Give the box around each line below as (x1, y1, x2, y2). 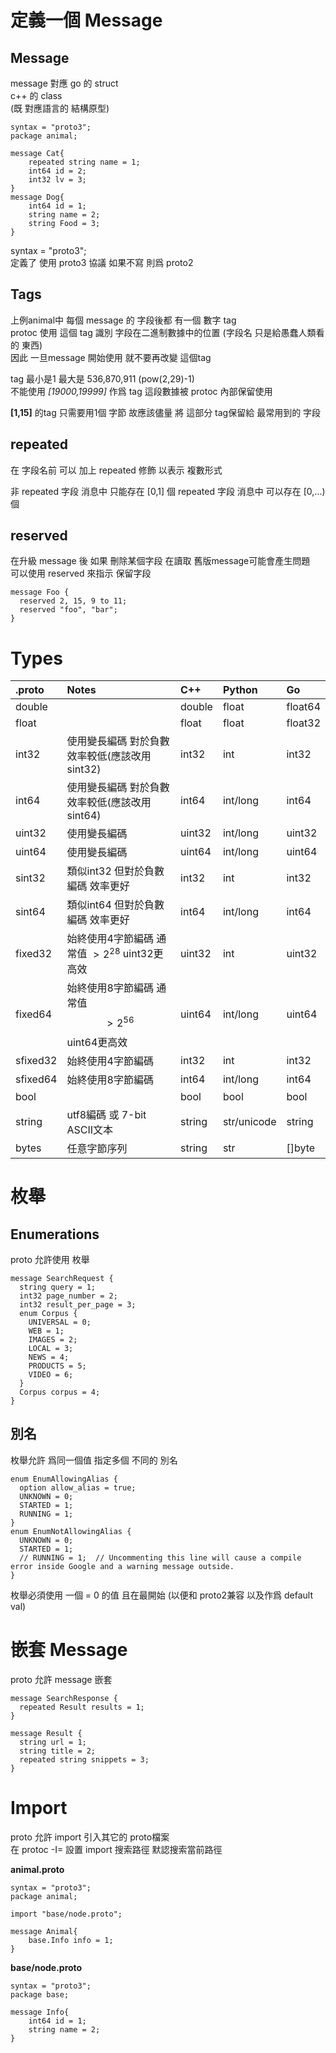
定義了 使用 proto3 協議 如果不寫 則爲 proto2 (10, 257, 194, 268)
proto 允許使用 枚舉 (10, 1254, 90, 1266)
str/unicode (222, 1115, 277, 1129)
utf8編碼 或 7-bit (66, 1108, 147, 1122)
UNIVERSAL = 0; (28, 1317, 92, 1328)
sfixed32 (15, 1054, 58, 1068)
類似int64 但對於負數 (66, 898, 165, 912)
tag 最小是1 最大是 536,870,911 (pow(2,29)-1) (10, 372, 195, 385)
